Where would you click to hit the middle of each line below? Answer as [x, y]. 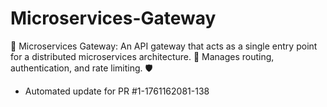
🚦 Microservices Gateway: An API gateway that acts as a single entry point [164, 46]
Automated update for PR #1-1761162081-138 [117, 91]
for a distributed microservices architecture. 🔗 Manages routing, [142, 56]
